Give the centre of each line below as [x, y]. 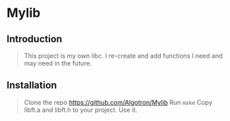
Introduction [35, 39]
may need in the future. [58, 63]
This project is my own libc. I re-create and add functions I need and [123, 56]
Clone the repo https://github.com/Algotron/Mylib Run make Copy [118, 102]
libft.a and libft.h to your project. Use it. [81, 110]
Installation [32, 85]
